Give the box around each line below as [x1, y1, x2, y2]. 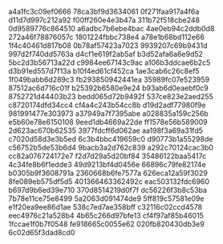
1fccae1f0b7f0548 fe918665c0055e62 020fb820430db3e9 [8, 219, 205, 229]
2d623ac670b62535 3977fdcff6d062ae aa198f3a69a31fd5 [8, 126, 203, 135]
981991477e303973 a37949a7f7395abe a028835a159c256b [8, 109, 209, 118]
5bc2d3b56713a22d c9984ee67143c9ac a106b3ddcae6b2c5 [8, 58, 211, 67]
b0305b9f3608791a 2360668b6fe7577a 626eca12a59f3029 [8, 168, 209, 178]
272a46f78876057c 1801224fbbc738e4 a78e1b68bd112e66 [8, 32, 205, 42]
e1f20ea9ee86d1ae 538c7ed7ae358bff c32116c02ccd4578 [8, 202, 203, 211]
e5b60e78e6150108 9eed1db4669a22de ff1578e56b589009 [8, 118, 208, 126]
